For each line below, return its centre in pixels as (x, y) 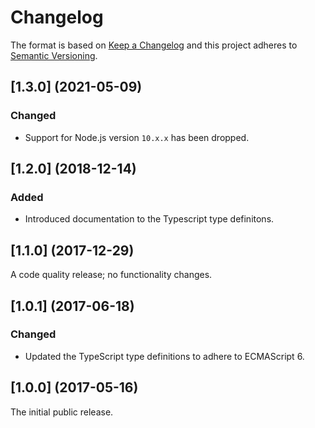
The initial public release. (62, 412)
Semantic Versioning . (54, 55)
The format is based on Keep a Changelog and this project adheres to (154, 45)
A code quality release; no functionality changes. (111, 275)
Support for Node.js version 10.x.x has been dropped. (137, 137)
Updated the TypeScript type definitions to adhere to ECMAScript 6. (164, 356)
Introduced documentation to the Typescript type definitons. (149, 219)
